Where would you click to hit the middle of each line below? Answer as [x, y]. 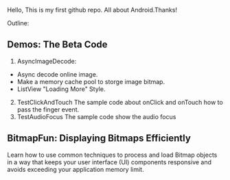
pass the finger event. [48, 110]
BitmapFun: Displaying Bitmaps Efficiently [99, 139]
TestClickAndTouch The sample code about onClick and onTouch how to [120, 102]
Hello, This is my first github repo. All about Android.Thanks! [92, 10]
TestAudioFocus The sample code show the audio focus [96, 116]
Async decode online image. [57, 74]
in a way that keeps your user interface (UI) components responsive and [109, 162]
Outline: [18, 23]
